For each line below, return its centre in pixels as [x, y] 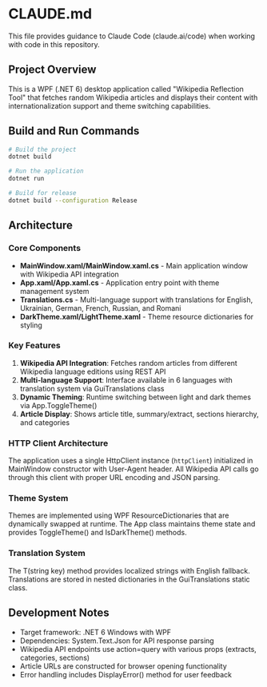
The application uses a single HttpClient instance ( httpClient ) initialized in [131, 461]
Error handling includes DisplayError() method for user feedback [126, 674]
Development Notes [59, 613]
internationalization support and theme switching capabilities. [110, 105]
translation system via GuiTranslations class [92, 388]
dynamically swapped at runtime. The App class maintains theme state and [132, 524]
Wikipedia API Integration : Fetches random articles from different [128, 363]
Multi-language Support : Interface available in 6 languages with [126, 379]
